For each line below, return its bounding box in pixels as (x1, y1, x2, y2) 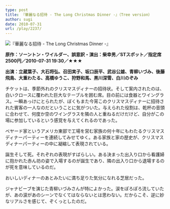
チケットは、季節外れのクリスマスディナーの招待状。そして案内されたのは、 (5, 86, 164, 92)
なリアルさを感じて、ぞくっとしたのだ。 (5, 198, 90, 204)
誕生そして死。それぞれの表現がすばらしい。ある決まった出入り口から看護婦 (5, 151, 165, 157)
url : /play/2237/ (5, 26, 42, 31)
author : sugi (5, 17, 33, 22)
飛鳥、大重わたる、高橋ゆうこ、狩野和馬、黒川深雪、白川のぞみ (5, 75, 138, 81)
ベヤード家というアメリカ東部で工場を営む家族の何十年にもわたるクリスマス (5, 128, 164, 134)
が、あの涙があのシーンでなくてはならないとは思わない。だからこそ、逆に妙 (5, 192, 164, 198)
